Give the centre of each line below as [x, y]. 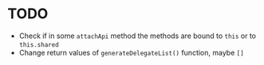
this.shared [39, 44]
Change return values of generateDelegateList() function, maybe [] [131, 52]
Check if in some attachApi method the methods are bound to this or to [138, 36]
